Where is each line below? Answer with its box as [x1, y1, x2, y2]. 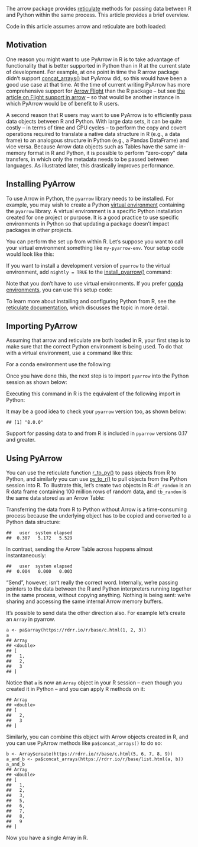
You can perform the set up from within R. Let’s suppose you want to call [6, 237, 183, 245]
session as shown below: [6, 379, 67, 386]
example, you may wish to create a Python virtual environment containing [6, 201, 185, 208]
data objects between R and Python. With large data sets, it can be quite [6, 118, 182, 125]
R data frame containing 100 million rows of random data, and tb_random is [6, 488, 187, 495]
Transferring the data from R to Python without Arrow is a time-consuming [6, 506, 187, 513]
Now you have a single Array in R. [6, 834, 89, 842]
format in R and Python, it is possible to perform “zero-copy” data [27, 149, 188, 156]
